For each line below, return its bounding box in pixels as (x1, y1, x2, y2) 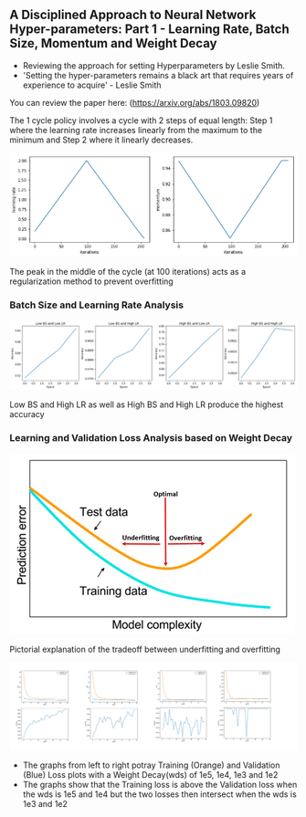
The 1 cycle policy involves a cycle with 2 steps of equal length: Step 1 (9, 114, 273, 126)
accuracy (9, 409, 45, 420)
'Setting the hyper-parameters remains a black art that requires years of (22, 69, 294, 80)
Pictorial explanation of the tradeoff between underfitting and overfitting (9, 644, 281, 655)
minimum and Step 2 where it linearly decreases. (9, 134, 194, 145)
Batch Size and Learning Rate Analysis (9, 299, 185, 311)
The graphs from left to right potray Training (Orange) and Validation (22, 759, 280, 770)
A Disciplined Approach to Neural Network (9, 7, 257, 23)
